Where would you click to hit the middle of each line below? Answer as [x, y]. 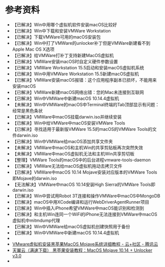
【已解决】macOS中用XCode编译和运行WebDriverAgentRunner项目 [81, 202]
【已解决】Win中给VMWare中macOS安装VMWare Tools [69, 123]
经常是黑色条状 [27, 111]
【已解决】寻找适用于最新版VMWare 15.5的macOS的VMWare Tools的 [82, 129]
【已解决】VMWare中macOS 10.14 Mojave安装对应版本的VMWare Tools [85, 172]
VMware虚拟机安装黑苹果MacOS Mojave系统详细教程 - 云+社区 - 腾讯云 [85, 244]
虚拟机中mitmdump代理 [36, 220]
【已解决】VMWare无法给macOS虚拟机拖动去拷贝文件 [67, 166]
